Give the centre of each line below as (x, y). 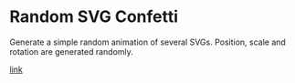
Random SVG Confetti (94, 17)
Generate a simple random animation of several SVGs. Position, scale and (147, 42)
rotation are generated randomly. (72, 51)
